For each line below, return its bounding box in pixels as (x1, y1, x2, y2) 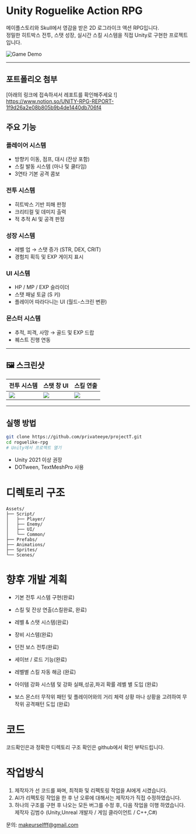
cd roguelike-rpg (6, 440, 48, 445)
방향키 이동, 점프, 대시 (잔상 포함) (14, 156, 90, 163)
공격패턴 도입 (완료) (25, 701, 70, 708)
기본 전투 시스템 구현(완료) (14, 593, 75, 600)
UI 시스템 (6, 269, 30, 277)
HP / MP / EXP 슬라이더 (14, 284, 69, 291)
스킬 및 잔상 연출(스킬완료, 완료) (14, 606, 87, 613)
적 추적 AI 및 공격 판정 (14, 215, 65, 222)
